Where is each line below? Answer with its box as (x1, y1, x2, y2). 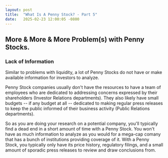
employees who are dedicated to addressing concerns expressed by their (5, 89, 157, 95)
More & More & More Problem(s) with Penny (5, 35, 144, 43)
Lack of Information (5, 58, 54, 65)
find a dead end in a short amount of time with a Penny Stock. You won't (5, 126, 155, 132)
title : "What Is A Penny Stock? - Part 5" (5, 12, 98, 17)
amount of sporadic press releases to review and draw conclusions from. (5, 147, 156, 153)
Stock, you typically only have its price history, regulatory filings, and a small (5, 142, 163, 148)
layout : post (5, 7, 33, 12)
